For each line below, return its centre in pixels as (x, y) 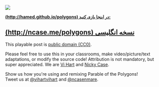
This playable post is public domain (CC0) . (49, 44)
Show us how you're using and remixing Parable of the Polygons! (72, 74)
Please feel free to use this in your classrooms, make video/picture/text (78, 54)
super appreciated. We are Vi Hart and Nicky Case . (57, 64)
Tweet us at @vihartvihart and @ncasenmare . (52, 79)
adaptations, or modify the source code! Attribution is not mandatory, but (80, 59)
